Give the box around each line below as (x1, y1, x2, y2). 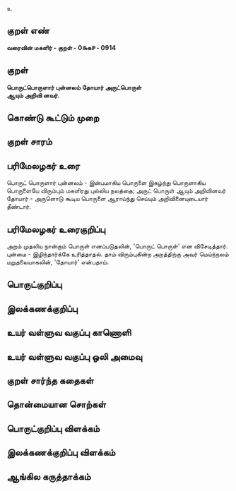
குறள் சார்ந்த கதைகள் (6, 375, 94, 387)
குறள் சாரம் (6, 135, 52, 148)
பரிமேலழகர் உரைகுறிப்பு (6, 223, 105, 235)
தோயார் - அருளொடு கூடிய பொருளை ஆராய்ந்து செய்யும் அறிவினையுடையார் (6, 195, 208, 203)
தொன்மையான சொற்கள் (6, 399, 107, 411)
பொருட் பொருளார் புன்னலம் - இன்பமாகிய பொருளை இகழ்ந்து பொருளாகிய (6, 178, 206, 187)
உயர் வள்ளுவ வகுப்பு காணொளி (6, 327, 131, 339)
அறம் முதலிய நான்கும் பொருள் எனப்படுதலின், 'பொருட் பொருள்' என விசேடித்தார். (6, 242, 229, 250)
